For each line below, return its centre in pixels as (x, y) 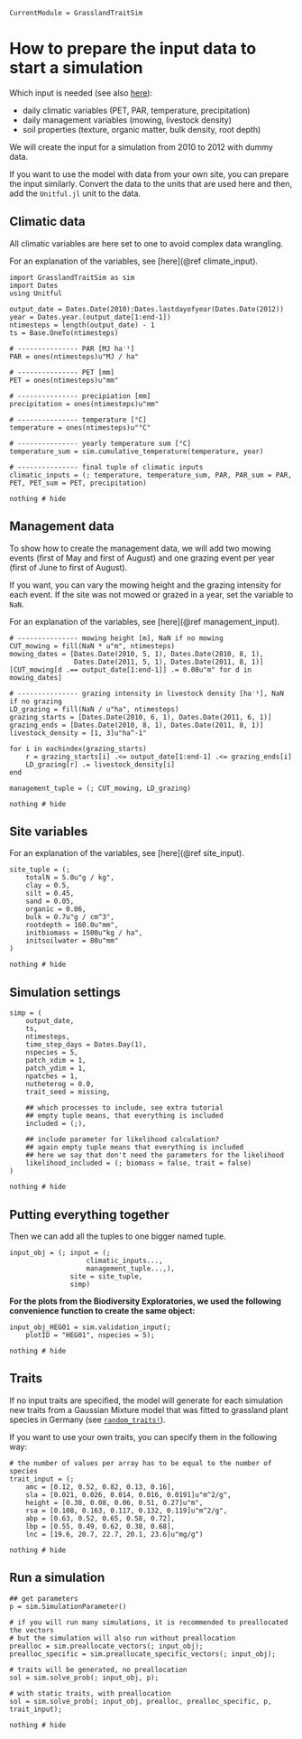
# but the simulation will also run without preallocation (123, 1638)
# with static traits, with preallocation (90, 1693)
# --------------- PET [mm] (62, 372)
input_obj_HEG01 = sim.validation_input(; (90, 1327)
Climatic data (47, 222)
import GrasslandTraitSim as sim (72, 277)
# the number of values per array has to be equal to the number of (141, 1463)
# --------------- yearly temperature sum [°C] (101, 443)
